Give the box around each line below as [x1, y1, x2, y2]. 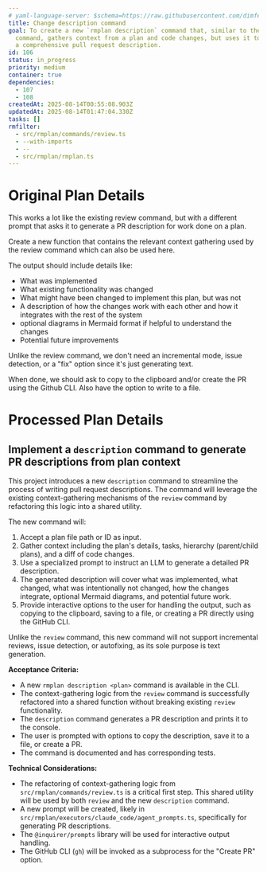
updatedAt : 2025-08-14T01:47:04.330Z [8, 108, 133, 116]
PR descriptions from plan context [8, 455, 181, 468]
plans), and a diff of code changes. [19, 549, 135, 559]
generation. [8, 650, 46, 659]
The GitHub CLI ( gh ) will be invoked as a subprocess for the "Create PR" [19, 847, 256, 856]
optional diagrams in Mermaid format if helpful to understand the [19, 319, 232, 328]
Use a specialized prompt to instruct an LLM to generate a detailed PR [19, 558, 250, 568]
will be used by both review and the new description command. [19, 796, 230, 805]
